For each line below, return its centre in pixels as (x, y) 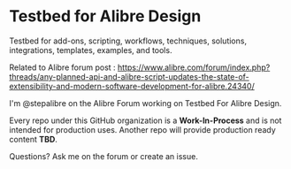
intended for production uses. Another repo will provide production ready (142, 129)
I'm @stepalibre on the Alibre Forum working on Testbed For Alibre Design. (145, 103)
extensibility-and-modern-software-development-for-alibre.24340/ (132, 86)
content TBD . (33, 139)
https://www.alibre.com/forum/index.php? (194, 67)
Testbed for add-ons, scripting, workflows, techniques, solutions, (128, 41)
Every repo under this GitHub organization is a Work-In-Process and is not (145, 120)
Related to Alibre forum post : (63, 67)
